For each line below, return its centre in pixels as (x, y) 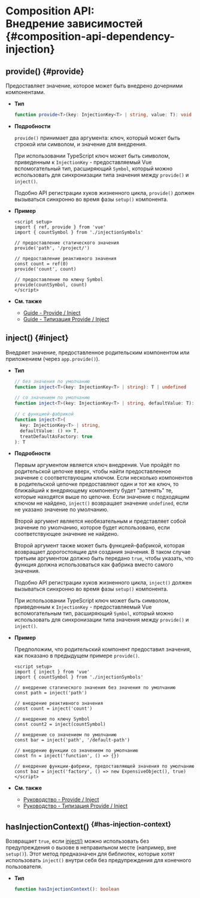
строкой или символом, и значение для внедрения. (81, 144)
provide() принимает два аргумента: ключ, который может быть (97, 138)
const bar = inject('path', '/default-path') (72, 740)
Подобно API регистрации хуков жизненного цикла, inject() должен (103, 583)
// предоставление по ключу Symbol (59, 279)
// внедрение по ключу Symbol (52, 719)
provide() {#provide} (45, 71)
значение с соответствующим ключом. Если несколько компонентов (103, 478)
